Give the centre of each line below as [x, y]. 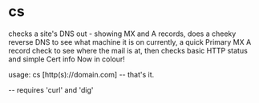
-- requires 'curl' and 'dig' [51, 89]
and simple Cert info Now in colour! [67, 59]
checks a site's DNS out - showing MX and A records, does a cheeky [122, 34]
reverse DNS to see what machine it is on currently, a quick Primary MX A [130, 42]
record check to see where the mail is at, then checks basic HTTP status [128, 50]
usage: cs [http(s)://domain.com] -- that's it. [81, 74]
